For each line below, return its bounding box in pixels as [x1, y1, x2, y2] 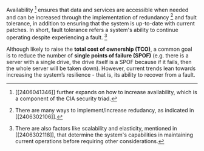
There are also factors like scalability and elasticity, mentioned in [15, 124, 177, 132]
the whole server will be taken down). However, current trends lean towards [6, 65, 196, 72]
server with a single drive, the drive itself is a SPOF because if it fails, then [6, 58, 192, 65]
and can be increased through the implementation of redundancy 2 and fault [6, 12, 197, 21]
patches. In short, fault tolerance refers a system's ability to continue [6, 27, 178, 34]
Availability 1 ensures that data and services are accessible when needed [6, 5, 189, 13]
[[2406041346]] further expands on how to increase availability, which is [15, 88, 197, 95]
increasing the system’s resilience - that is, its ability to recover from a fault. [6, 71, 195, 78]
